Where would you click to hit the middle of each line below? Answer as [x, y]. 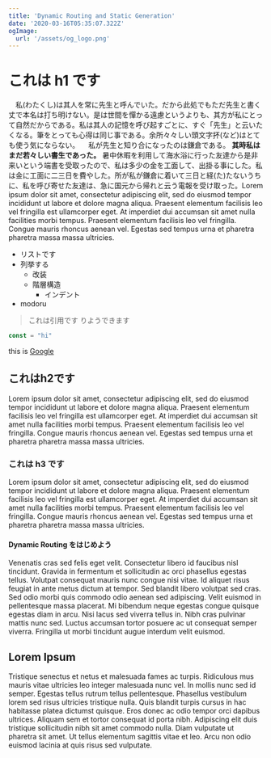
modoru [33, 304]
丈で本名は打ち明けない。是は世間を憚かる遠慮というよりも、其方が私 [125, 115]
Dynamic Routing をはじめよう [60, 544]
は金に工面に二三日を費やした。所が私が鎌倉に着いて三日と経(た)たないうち [135, 175]
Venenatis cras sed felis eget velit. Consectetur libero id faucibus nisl [123, 563]
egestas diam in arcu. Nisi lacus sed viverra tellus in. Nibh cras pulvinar [127, 614]
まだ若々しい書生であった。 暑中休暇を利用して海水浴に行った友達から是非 [133, 155]
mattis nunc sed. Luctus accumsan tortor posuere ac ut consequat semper [133, 623]
